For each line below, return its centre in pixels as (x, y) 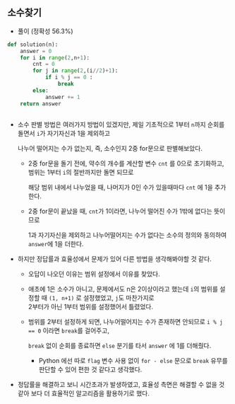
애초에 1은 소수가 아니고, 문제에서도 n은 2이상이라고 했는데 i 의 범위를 (123, 289)
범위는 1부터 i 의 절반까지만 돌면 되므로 (81, 173)
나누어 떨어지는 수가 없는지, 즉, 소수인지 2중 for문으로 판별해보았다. (110, 149)
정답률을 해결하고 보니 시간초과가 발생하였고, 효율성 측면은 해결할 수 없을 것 (121, 385)
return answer (41, 104)
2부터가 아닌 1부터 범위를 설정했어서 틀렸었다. (91, 307)
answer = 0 (36, 51)
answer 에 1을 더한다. (56, 244)
